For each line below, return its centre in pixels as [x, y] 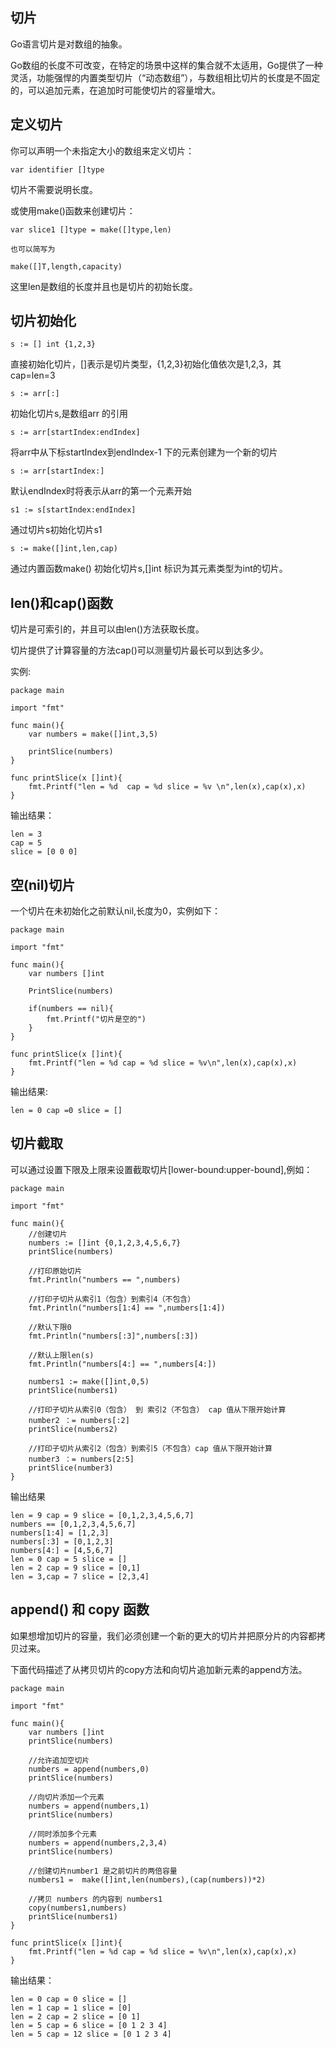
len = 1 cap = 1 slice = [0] [71, 2008]
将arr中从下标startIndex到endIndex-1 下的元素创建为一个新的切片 [144, 452]
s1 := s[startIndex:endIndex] [73, 510]
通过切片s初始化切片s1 [56, 530]
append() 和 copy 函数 [80, 1609]
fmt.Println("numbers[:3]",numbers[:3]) [113, 1336]
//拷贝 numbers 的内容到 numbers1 [95, 1899]
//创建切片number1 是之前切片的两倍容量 [103, 1871]
